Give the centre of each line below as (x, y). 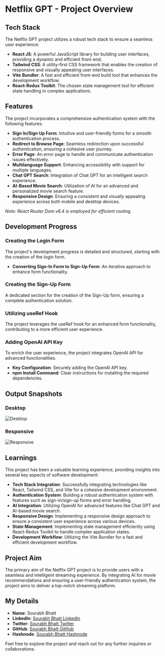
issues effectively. (31, 159)
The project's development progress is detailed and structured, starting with (82, 251)
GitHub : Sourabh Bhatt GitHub (43, 629)
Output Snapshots (34, 394)
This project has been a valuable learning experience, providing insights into (82, 470)
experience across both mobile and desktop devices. (66, 201)
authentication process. (36, 138)
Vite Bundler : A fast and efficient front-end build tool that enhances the (85, 75)
